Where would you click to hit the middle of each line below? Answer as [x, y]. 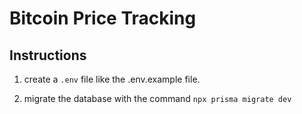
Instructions [48, 55]
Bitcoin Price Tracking [103, 18]
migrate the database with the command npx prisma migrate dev [157, 98]
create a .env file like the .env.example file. [112, 79]
